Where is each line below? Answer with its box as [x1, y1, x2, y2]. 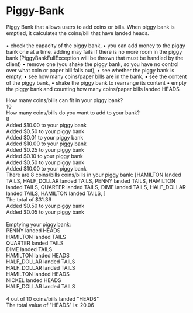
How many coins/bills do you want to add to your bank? [6, 109, 140, 116]
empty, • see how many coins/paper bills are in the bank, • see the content [6, 73, 187, 80]
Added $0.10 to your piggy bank [6, 152, 83, 159]
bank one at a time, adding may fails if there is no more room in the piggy [6, 48, 182, 55]
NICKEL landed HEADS [6, 276, 61, 284]
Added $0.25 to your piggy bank [6, 146, 85, 153]
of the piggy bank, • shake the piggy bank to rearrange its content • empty [6, 79, 187, 86]
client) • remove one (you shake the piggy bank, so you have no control [6, 60, 179, 68]
